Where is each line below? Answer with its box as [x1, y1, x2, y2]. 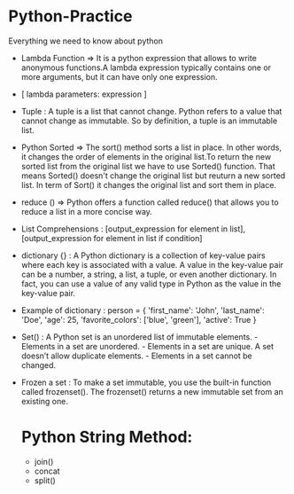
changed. [20, 359, 57, 370]
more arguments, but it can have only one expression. [20, 71, 218, 82]
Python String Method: [20, 427, 193, 447]
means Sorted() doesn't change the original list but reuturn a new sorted [20, 170, 286, 181]
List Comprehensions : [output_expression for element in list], [20, 223, 245, 234]
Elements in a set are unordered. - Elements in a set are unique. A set [20, 341, 275, 351]
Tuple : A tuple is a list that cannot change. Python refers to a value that [20, 106, 282, 116]
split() [34, 474, 57, 485]
